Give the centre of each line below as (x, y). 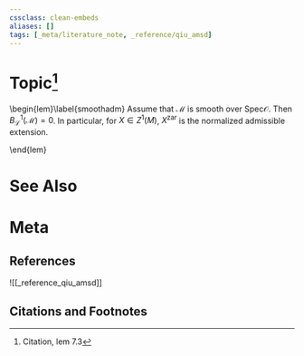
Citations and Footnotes (78, 311)
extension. (29, 132)
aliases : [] (32, 26)
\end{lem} (28, 149)
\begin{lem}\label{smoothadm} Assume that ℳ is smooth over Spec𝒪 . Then (151, 109)
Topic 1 (34, 81)
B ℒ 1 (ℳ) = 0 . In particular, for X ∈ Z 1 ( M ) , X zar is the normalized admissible (147, 120)
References (43, 260)
